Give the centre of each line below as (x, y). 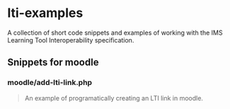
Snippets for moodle (53, 63)
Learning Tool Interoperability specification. (71, 40)
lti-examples (45, 13)
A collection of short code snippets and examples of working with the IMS (115, 33)
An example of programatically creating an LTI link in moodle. (114, 98)
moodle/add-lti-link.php (50, 83)
